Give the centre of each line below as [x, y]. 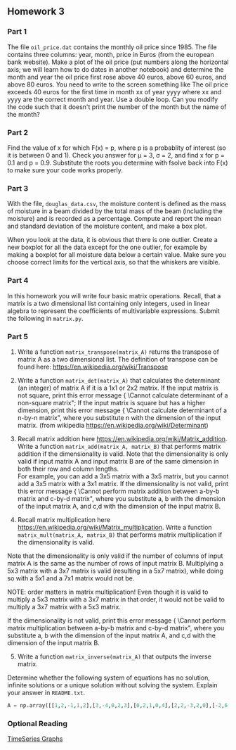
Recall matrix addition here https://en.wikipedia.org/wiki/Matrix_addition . [122, 438]
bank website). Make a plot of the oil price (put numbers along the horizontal [118, 62]
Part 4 [18, 281]
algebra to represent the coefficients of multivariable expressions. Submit [113, 311]
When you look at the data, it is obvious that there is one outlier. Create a [112, 240]
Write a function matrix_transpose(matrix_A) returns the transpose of [118, 352]
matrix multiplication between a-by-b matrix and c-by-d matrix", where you [116, 628]
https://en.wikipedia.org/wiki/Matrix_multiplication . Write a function [114, 527]
